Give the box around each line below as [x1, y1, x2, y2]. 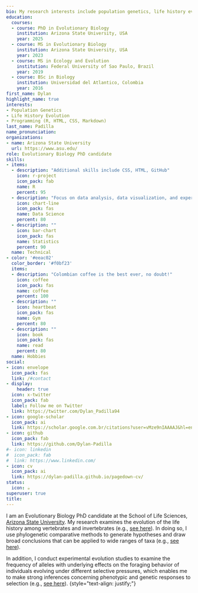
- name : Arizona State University [6, 140, 91, 146]
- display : [6, 381, 33, 387]
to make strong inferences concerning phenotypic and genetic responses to [6, 574, 191, 581]
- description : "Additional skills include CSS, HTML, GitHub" [11, 167, 170, 174]
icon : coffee [16, 277, 49, 283]
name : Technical [11, 250, 51, 256]
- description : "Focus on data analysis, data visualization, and [11, 195, 178, 201]
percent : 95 [16, 189, 46, 195]
